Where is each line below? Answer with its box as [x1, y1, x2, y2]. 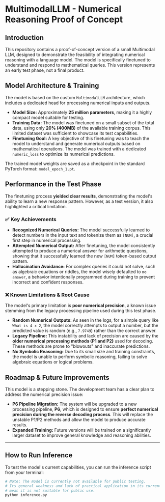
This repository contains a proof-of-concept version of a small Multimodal [5, 47, 155, 52]
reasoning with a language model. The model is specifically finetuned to [5, 57, 151, 62]
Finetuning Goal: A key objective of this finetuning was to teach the [12, 135, 150, 141]
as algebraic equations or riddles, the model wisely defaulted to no [12, 269, 147, 275]
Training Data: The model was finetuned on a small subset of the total [12, 119, 155, 126]
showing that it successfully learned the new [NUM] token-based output [12, 253, 156, 259]
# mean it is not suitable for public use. [5, 488, 96, 493]
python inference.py [5, 493, 48, 498]
